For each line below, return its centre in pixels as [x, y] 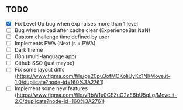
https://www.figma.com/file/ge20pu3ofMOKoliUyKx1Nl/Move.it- [94, 76]
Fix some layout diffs [39, 70]
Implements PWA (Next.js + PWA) [55, 43]
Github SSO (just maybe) [44, 63]
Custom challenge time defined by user [62, 37]
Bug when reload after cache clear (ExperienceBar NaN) [82, 30]
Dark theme [29, 50]
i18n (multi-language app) [46, 56]
